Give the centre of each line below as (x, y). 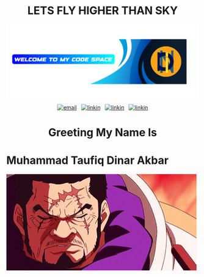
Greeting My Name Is (103, 132)
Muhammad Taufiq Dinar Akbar (88, 160)
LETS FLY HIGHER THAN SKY (103, 11)
